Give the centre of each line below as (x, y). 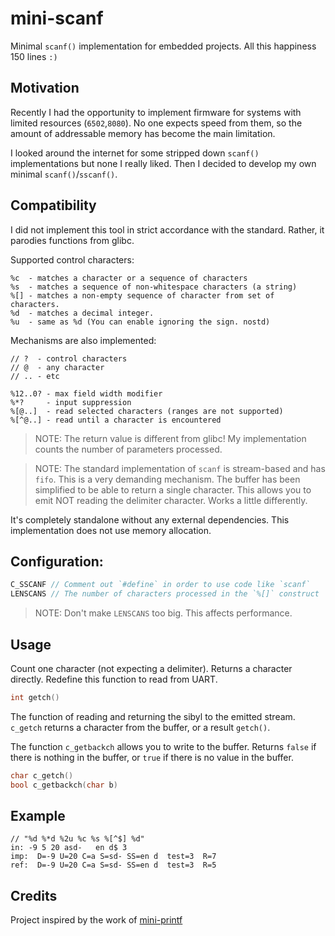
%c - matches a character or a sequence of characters (129, 278)
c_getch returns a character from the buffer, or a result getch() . (140, 727)
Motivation (45, 88)
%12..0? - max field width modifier (86, 393)
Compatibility (53, 205)
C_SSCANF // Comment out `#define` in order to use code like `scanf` (160, 585)
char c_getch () (42, 775)
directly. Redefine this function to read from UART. (114, 679)
